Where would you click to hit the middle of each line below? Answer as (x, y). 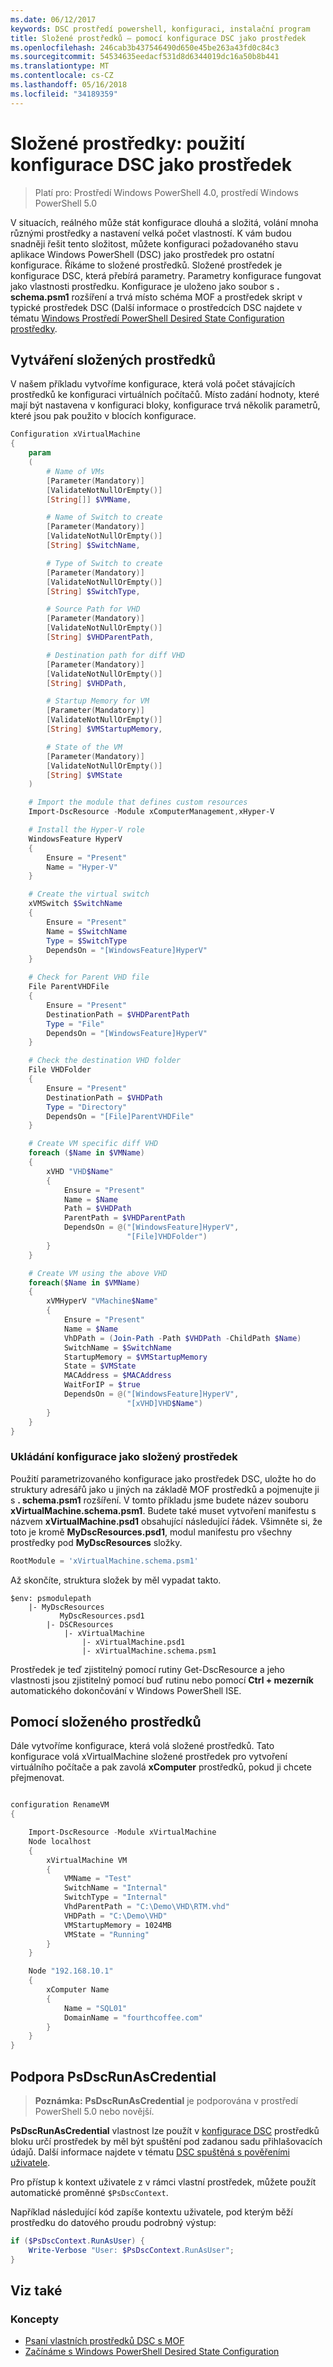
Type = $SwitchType (87, 941)
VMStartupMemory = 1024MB (117, 1925)
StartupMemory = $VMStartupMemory (135, 1357)
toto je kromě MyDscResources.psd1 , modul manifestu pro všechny (151, 1532)
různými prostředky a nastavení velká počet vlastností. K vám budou (151, 233)
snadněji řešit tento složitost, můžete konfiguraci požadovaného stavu (154, 243)
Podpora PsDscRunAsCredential (113, 2076)
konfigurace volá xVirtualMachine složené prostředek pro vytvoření (149, 1757)
